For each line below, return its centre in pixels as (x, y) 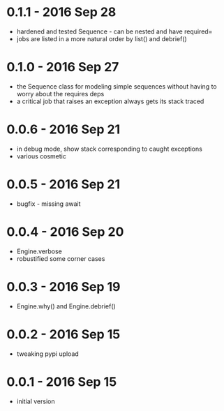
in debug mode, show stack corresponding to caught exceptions (110, 149)
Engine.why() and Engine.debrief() (66, 306)
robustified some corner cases (61, 258)
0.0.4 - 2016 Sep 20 (65, 232)
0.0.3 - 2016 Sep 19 (64, 286)
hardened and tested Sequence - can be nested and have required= (114, 31)
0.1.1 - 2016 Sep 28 (61, 12)
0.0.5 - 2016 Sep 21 (64, 184)
